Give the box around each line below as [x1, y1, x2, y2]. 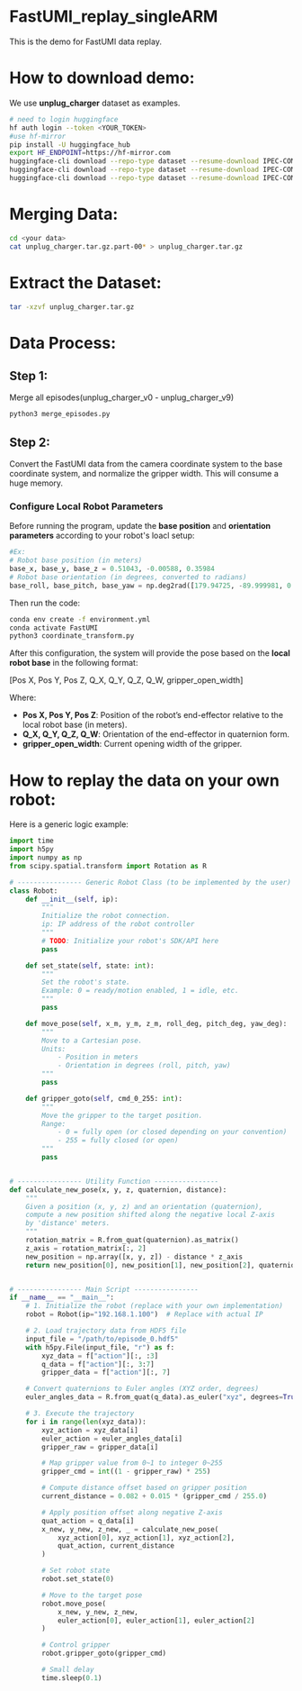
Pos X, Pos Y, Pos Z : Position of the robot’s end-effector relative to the [22, 710, 284, 721]
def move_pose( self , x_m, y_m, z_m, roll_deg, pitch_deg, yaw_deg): [25, 1019, 288, 1028]
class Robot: [9, 886, 58, 896]
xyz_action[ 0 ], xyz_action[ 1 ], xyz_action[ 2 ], [57, 1533, 235, 1542]
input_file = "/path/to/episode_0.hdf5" [25, 1334, 179, 1343]
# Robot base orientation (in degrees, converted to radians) [9, 572, 247, 582]
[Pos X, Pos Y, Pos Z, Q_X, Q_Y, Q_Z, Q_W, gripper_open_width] [9, 675, 244, 686]
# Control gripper [41, 1641, 111, 1650]
